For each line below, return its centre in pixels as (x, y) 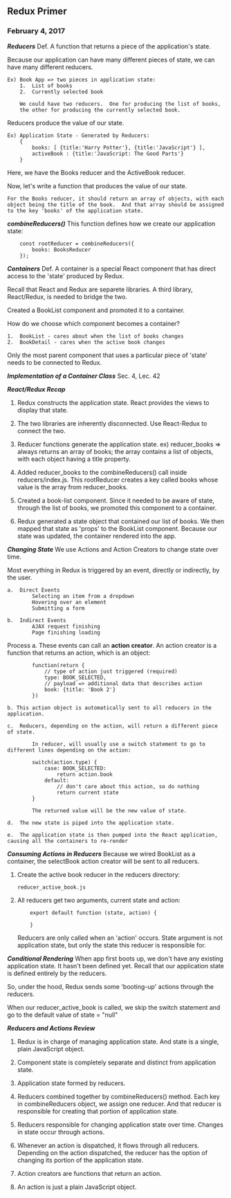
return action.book (84, 774)
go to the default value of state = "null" (63, 1015)
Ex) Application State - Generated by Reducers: (78, 135)
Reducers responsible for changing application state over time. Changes (120, 1125)
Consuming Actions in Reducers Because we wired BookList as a (101, 853)
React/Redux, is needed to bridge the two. (67, 296)
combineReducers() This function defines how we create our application (111, 224)
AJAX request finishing (66, 626)
